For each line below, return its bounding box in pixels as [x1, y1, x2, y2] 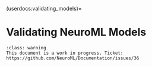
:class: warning [6, 45, 46, 51]
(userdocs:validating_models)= [6, 5, 82, 12]
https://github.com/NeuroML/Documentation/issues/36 [6, 55, 140, 61]
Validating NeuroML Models [6, 26, 147, 39]
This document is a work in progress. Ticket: [6, 50, 123, 56]
